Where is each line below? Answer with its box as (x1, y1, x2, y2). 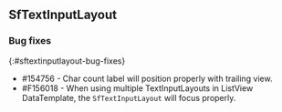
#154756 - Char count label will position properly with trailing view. (21, 73, 273, 84)
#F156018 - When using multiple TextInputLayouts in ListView (21, 82, 254, 94)
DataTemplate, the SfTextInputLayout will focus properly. (21, 92, 236, 103)
